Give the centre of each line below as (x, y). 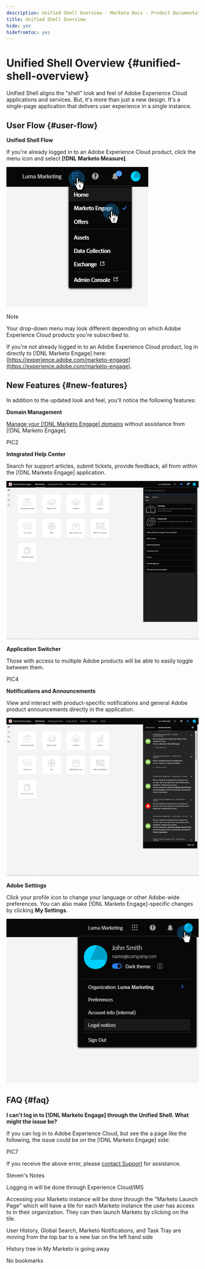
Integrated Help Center (36, 454)
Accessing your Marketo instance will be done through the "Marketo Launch (102, 1199)
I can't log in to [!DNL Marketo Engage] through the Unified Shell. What (98, 1115)
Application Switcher (34, 649)
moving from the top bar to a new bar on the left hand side (80, 1237)
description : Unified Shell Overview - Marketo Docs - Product (88, 13)
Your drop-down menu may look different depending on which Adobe (94, 328)
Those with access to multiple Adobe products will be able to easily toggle (100, 661)
